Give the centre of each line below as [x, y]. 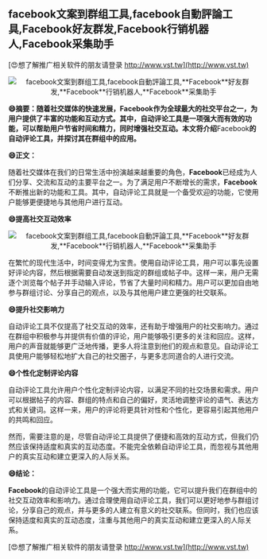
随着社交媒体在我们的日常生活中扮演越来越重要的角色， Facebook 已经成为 [129, 172]
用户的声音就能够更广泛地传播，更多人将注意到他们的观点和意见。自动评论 [130, 346]
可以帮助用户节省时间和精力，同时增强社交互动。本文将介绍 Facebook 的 [139, 128]
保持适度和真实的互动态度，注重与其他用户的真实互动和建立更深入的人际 [126, 520]
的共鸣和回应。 [33, 419]
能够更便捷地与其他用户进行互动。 [71, 202]
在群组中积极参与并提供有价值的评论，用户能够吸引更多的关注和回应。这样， [133, 336]
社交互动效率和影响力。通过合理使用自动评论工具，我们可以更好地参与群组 [130, 500]
